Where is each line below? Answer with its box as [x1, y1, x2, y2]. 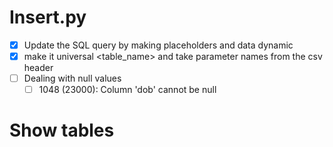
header [23, 62, 54, 74]
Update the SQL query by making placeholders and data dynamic [23, 39, 294, 51]
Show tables [9, 119, 115, 142]
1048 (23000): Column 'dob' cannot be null [38, 84, 217, 96]
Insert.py [9, 6, 87, 29]
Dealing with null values [23, 72, 122, 85]
